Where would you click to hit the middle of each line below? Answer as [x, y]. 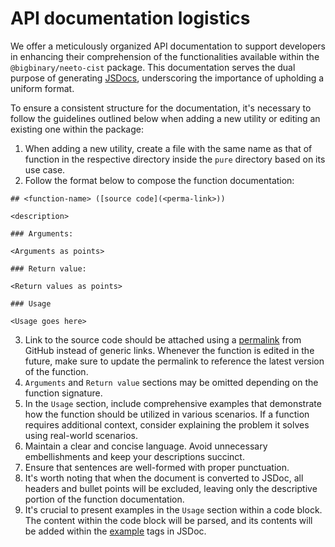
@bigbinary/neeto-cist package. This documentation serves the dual [153, 67]
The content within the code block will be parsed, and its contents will [168, 520]
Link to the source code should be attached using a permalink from [163, 339]
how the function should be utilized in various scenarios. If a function [167, 414]
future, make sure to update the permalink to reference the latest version [174, 361]
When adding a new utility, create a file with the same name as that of [168, 148]
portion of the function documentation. [104, 499]
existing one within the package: [77, 129]
